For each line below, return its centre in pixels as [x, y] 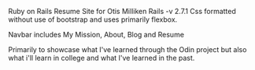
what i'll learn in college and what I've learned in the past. [102, 58]
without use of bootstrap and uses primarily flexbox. [93, 19]
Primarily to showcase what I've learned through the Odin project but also [128, 49]
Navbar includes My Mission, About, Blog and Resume [96, 35]
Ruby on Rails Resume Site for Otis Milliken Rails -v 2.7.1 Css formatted [122, 11]
